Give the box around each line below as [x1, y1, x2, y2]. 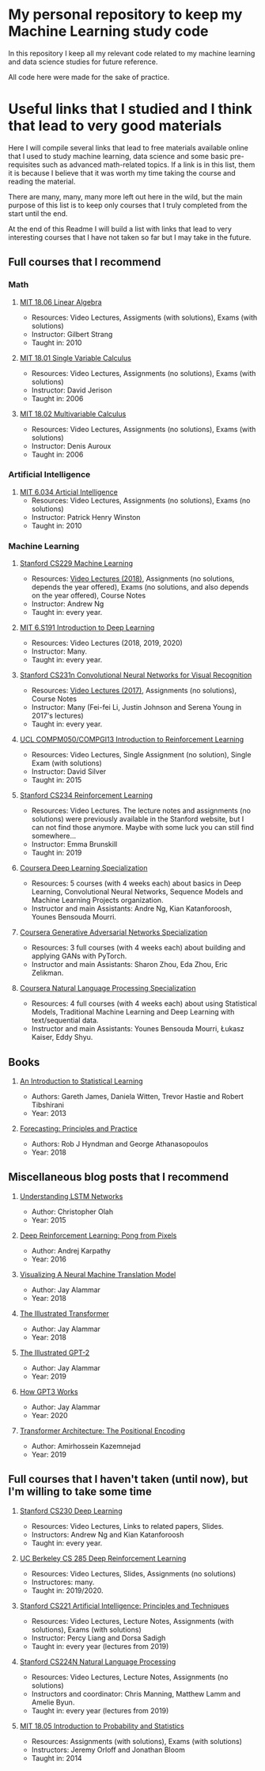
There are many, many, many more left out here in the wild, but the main [8, 192, 243, 201]
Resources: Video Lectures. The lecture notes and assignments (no [31, 806, 252, 816]
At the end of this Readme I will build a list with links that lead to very [8, 224, 232, 233]
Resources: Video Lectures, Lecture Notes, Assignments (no [31, 1672, 229, 1682]
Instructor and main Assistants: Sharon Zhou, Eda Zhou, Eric [31, 960, 228, 969]
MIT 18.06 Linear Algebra [19, 297, 102, 306]
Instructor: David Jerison [31, 385, 112, 395]
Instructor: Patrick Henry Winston [31, 512, 141, 521]
